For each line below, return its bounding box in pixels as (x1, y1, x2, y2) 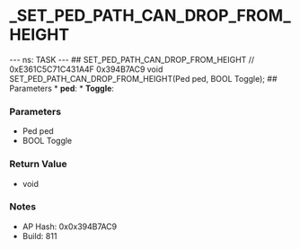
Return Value (9, 158, 67, 171)
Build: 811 (22, 230, 57, 241)
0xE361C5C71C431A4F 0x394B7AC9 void (9, 64, 163, 75)
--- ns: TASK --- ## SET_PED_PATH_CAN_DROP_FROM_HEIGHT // (9, 54, 255, 65)
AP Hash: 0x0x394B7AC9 (22, 221, 118, 232)
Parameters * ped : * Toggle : (9, 83, 115, 93)
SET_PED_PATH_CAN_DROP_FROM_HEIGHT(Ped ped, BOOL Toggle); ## (9, 73, 278, 84)
